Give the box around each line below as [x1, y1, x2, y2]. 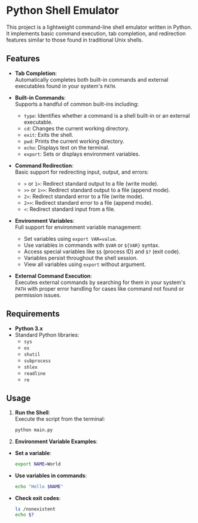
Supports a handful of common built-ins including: [14, 100, 139, 107]
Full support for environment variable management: [14, 223, 142, 231]
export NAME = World [14, 461, 61, 467]
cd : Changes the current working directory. [23, 124, 130, 132]
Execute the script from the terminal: [14, 416, 105, 423]
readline [23, 370, 46, 376]
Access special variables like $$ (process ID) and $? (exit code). [23, 247, 181, 255]
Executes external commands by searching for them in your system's [14, 279, 186, 286]
